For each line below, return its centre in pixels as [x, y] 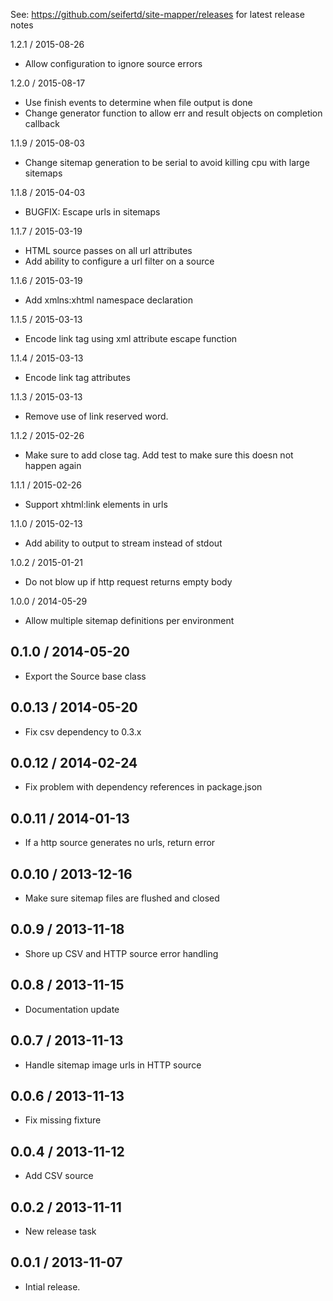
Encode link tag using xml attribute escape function [131, 338]
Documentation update [72, 1009]
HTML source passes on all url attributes [108, 250]
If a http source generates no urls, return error [120, 843]
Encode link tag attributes [77, 377]
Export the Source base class [85, 676]
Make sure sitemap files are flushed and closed [122, 898]
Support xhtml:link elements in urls [96, 504]
